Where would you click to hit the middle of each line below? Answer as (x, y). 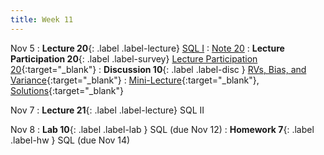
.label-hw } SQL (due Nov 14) (70, 140)
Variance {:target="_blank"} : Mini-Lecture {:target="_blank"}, (135, 80)
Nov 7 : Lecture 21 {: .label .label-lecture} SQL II (107, 110)
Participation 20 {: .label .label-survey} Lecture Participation (134, 58)
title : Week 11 (42, 19)
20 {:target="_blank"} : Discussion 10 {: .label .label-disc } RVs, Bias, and (158, 69)
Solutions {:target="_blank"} (67, 90)
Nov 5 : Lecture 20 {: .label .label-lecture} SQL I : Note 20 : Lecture (147, 48)
